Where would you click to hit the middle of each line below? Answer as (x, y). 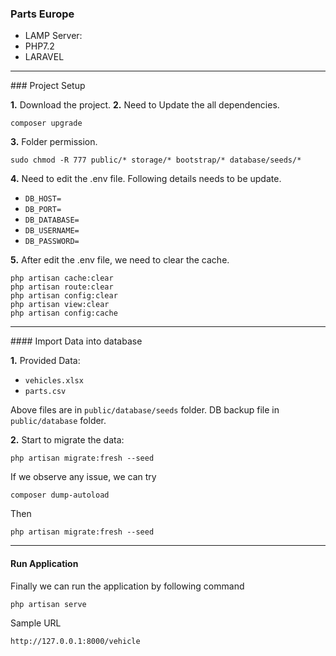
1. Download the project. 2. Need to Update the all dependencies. (145, 105)
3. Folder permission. (54, 142)
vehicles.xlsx (54, 381)
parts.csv (45, 392)
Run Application (44, 563)
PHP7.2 (39, 46)
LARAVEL (44, 57)
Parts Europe (42, 14)
